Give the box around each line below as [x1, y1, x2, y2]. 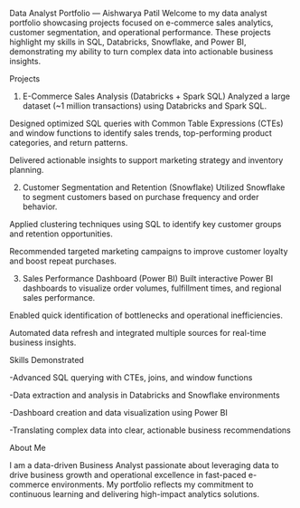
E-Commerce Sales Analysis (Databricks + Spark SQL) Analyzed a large [22, 91, 291, 101]
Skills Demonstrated [9, 355, 84, 365]
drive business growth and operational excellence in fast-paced [9, 470, 247, 480]
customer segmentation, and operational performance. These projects [9, 27, 271, 37]
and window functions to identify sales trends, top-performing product [9, 128, 273, 139]
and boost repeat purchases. [9, 255, 117, 266]
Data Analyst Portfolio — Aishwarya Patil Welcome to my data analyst [9, 8, 268, 18]
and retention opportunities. [9, 228, 113, 239]
